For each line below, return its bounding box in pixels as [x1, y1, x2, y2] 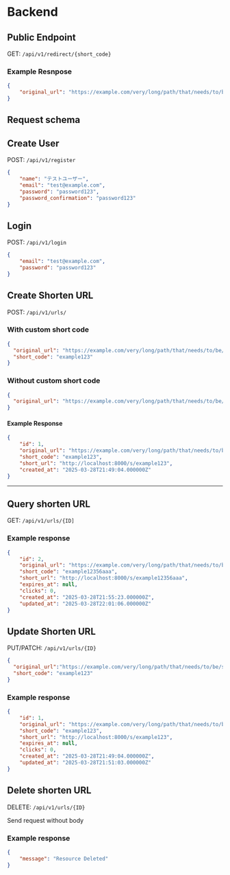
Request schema [7, 114, 81, 126]
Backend [7, 4, 58, 20]
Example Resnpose [7, 67, 73, 76]
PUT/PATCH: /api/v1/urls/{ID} [7, 644, 97, 652]
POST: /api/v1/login [7, 238, 67, 247]
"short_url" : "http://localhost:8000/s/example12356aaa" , [19, 575, 188, 582]
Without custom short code [7, 376, 101, 385]
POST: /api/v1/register [7, 156, 76, 164]
